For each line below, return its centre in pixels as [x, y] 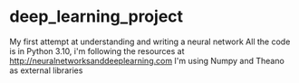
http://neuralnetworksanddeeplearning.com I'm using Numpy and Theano [147, 60]
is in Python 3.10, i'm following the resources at [97, 51]
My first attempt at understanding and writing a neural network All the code [150, 41]
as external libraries [46, 70]
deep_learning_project [96, 17]
